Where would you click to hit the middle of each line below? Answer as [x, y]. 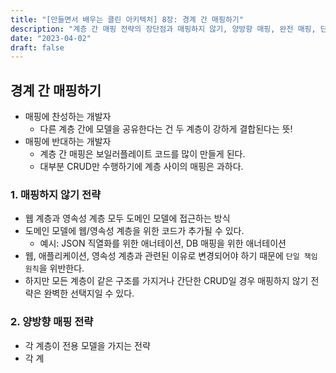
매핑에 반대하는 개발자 [68, 142]
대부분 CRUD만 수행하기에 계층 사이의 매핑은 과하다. [141, 167]
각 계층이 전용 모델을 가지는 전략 [87, 345]
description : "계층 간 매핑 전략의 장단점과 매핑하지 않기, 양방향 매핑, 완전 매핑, [163, 29]
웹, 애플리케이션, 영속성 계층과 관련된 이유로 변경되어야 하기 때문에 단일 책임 [171, 256]
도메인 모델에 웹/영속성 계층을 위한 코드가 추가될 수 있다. [134, 231]
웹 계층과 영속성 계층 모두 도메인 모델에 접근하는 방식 [127, 218]
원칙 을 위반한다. [54, 268]
